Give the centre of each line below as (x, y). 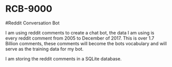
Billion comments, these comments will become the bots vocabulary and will (86, 43)
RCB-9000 (29, 9)
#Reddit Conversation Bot (33, 23)
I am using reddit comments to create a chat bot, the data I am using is (80, 32)
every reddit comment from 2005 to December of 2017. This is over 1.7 (80, 38)
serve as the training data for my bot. (44, 49)
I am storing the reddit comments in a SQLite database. (63, 58)
